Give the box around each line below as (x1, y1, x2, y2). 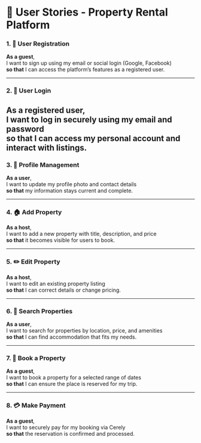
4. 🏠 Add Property (6, 208, 62, 217)
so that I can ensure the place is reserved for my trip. (6, 381, 138, 388)
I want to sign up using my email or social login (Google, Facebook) (6, 59, 172, 67)
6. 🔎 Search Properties (6, 307, 73, 315)
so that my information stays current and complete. (6, 187, 133, 194)
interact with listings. (6, 142, 87, 152)
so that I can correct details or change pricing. (6, 286, 121, 294)
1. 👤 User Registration (6, 40, 70, 48)
